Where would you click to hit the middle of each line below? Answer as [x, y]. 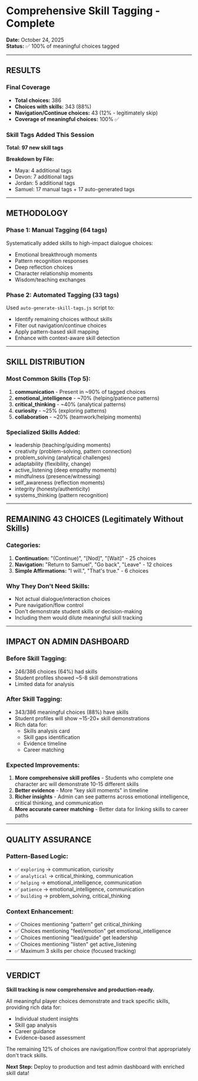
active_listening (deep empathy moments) [65, 470]
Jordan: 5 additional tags [45, 183]
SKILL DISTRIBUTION [46, 362]
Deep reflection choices [44, 267]
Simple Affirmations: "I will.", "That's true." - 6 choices [82, 570]
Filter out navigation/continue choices [61, 325]
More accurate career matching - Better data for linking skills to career [101, 809]
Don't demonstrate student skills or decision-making [78, 611]
